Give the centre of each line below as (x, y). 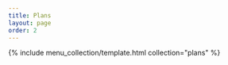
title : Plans (30, 15)
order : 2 (23, 30)
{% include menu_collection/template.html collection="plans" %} (114, 53)
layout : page (30, 23)
